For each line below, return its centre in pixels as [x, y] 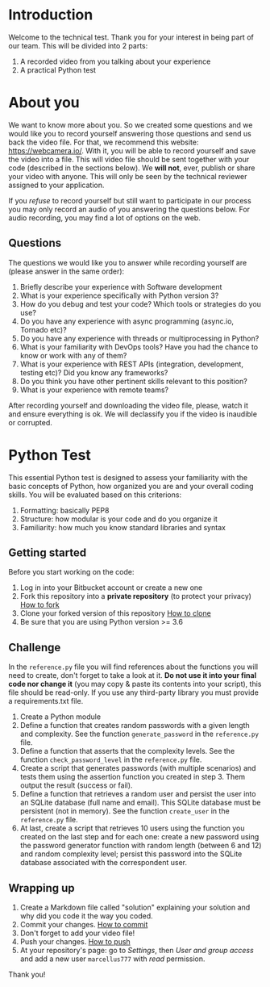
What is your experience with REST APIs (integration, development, [132, 364]
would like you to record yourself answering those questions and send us [130, 133]
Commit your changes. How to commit [84, 925]
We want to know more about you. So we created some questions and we [131, 125]
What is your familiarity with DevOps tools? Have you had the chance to [139, 347]
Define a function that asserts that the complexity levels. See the [127, 751]
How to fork [39, 605]
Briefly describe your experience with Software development [121, 286]
